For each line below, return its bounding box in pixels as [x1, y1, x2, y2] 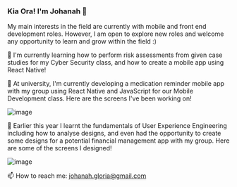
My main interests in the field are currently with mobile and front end [7, 22, 207, 31]
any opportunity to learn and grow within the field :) [7, 37, 157, 46]
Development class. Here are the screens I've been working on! [7, 94, 192, 103]
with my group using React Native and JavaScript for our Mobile [7, 87, 194, 96]
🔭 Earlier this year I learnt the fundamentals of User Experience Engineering [7, 122, 227, 130]
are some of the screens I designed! [7, 144, 112, 153]
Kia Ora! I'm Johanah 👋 [7, 6, 87, 16]
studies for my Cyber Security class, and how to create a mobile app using [7, 58, 224, 67]
